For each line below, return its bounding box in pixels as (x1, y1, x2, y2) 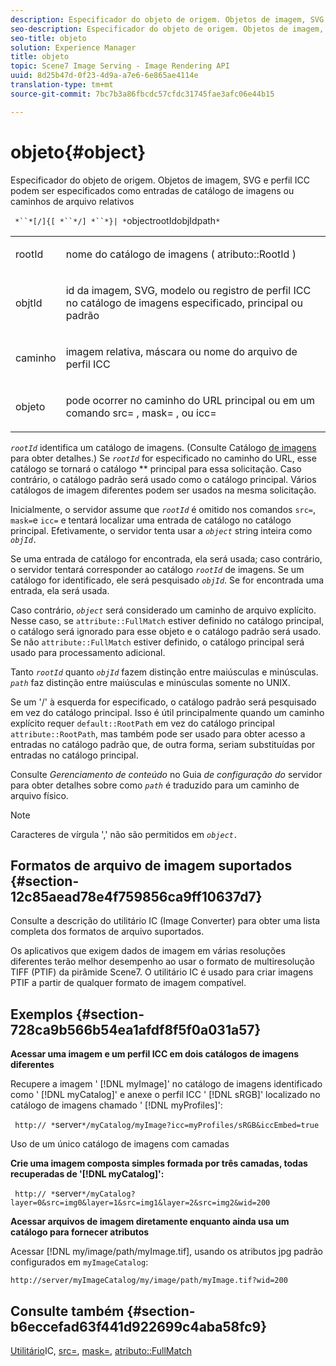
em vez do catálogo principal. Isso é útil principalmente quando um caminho (10, 706, 325, 718)
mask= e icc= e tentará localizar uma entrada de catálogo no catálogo (10, 514, 292, 526)
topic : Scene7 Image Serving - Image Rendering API (10, 61, 230, 71)
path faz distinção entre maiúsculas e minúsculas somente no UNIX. (10, 676, 291, 688)
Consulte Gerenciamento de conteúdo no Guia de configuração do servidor (10, 768, 323, 780)
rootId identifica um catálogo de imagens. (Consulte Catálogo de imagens (10, 441, 317, 453)
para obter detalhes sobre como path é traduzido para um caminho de (10, 779, 300, 791)
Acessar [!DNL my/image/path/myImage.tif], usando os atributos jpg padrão (10, 1246, 323, 1258)
